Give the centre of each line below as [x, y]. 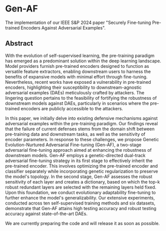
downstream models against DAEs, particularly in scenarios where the [77, 103]
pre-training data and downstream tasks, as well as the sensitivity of [75, 134]
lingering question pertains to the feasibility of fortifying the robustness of [81, 98]
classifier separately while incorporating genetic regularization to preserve [82, 171]
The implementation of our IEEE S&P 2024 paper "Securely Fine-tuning [78, 22]
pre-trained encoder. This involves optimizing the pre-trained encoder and [82, 166]
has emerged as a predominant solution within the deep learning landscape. [83, 61]
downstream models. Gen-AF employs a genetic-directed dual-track [75, 155]
